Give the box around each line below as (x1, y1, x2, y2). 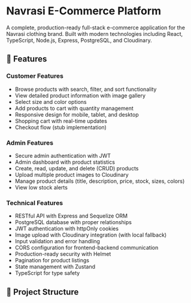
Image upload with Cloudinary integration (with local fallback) (14, 231, 167, 238)
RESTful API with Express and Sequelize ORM (14, 212, 128, 219)
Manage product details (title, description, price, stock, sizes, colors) (14, 177, 185, 185)
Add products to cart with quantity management (14, 105, 134, 112)
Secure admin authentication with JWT (14, 152, 111, 159)
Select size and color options (14, 98, 87, 105)
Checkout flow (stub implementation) (14, 124, 107, 131)
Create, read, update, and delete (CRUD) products (14, 164, 139, 172)
